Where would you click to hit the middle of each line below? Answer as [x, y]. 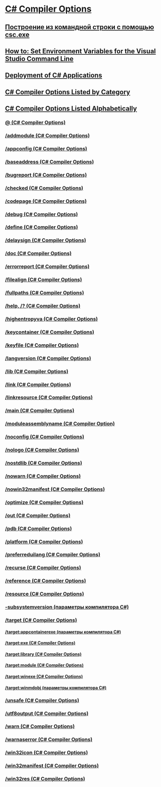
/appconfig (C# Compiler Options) [46, 148]
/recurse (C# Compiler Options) [43, 568]
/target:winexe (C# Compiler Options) [44, 677]
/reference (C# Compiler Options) [45, 581]
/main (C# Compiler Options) [40, 411]
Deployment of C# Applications [54, 75]
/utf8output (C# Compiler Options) [47, 713]
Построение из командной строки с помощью [80, 27]
